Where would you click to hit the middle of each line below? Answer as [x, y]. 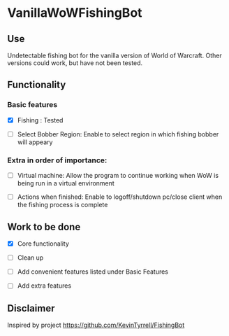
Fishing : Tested [40, 120]
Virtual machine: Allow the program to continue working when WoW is [118, 176]
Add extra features [44, 286]
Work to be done [44, 226]
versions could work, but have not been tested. [75, 63]
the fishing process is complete [62, 205]
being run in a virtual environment [66, 183]
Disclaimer [31, 308]
